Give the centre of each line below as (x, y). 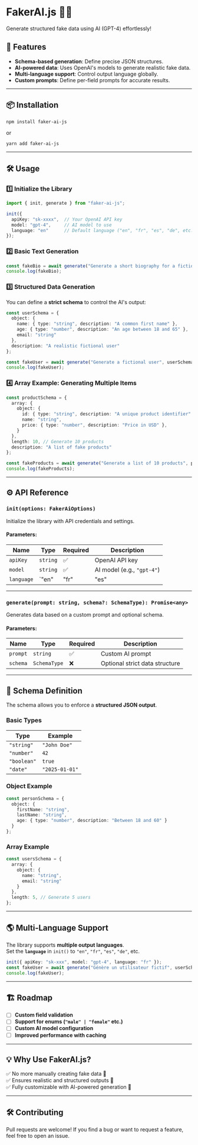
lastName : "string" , (42, 815)
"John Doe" (57, 745)
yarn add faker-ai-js (33, 144)
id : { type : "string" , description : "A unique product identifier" (106, 414)
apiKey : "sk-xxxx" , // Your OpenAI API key (67, 219)
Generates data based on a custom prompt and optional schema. (85, 615)
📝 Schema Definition (44, 691)
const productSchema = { (37, 398)
